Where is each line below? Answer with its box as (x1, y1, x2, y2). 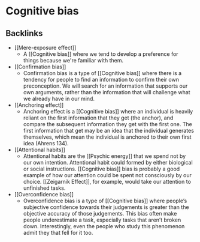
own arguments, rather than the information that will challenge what (23, 89, 190, 95)
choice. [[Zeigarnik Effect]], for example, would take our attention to (23, 178, 191, 185)
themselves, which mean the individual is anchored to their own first (23, 133, 192, 141)
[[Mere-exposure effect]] (14, 44, 77, 51)
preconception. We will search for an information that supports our (23, 82, 188, 89)
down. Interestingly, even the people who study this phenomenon (23, 223, 185, 229)
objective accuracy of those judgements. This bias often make (23, 210, 177, 217)
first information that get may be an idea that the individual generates (23, 127, 194, 134)
